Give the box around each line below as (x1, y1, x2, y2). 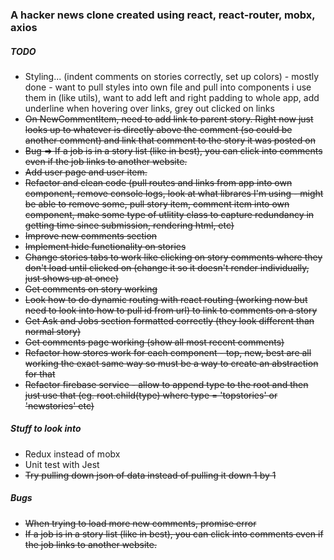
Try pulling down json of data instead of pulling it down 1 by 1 (24, 469, 277, 481)
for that (24, 368, 56, 380)
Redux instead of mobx (24, 448, 121, 460)
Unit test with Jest (24, 458, 100, 470)
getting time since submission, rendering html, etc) (24, 219, 235, 231)
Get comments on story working (24, 283, 158, 295)
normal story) (24, 325, 82, 337)
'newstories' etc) (24, 399, 95, 412)
